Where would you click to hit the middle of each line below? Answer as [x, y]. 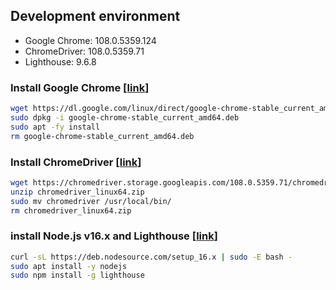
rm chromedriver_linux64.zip [71, 210]
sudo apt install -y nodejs [69, 266]
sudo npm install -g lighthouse [77, 275]
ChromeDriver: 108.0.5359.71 [84, 51]
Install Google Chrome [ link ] [80, 87]
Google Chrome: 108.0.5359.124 [90, 40]
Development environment [95, 16]
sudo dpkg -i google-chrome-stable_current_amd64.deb [125, 117]
